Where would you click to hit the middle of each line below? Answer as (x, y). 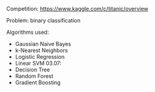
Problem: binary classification (43, 20)
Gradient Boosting (38, 82)
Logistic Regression (40, 57)
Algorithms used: (28, 32)
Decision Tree (33, 70)
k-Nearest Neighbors (41, 50)
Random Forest (34, 76)
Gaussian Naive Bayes (43, 44)
